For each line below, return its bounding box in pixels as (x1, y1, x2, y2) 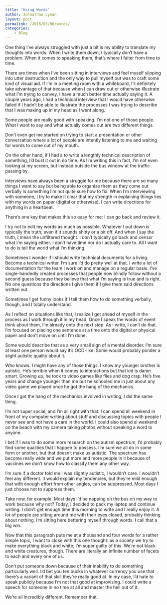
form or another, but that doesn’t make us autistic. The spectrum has (5, 450, 146, 455)
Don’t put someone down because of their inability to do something (5, 563, 144, 569)
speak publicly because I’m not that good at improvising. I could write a (5, 579, 152, 585)
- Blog (14, 30, 28, 35)
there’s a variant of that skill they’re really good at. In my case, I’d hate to (5, 573, 154, 579)
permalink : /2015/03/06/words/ (5, 21, 70, 26)
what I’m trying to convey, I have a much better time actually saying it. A (5, 91, 153, 97)
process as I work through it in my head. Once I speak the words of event (5, 316, 156, 322)
